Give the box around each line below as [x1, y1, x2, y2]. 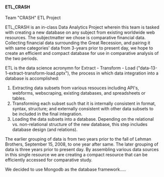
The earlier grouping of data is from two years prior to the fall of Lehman [5, 136, 152, 142]
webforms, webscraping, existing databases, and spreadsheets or [12, 90, 146, 96]
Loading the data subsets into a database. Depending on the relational [12, 116, 154, 122]
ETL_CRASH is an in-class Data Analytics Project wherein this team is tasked [5, 25, 160, 30]
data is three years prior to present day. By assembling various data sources [5, 147, 159, 152]
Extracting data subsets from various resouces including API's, [12, 85, 140, 91]
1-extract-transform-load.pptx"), [5, 70, 70, 76]
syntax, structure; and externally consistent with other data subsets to [12, 106, 154, 112]
